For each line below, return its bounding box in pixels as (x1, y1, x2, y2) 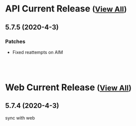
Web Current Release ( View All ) (5, 82, 132, 93)
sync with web (5, 114, 35, 120)
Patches (5, 38, 26, 45)
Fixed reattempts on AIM (12, 49, 63, 55)
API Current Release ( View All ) (5, 3, 127, 14)
